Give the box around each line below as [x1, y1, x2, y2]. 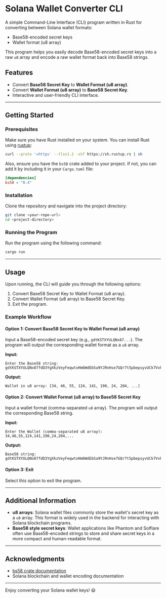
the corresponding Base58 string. [5, 410, 74, 416]
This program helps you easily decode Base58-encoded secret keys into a [5, 49, 157, 55]
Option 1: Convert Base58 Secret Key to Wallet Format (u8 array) [5, 325, 140, 331]
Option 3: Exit [5, 467, 34, 473]
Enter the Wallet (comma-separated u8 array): [5, 429, 103, 435]
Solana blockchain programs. [12, 520, 72, 526]
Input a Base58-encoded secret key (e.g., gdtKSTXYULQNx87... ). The [5, 337, 143, 343]
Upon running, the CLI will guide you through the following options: [5, 281, 142, 287]
